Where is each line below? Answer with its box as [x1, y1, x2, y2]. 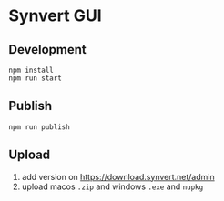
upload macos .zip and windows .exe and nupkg [21, 181, 204, 192]
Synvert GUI [8, 5, 102, 26]
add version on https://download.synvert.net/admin [21, 171, 215, 182]
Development [8, 42, 87, 57]
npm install [8, 65, 54, 75]
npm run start [8, 74, 63, 83]
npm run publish [8, 122, 70, 132]
